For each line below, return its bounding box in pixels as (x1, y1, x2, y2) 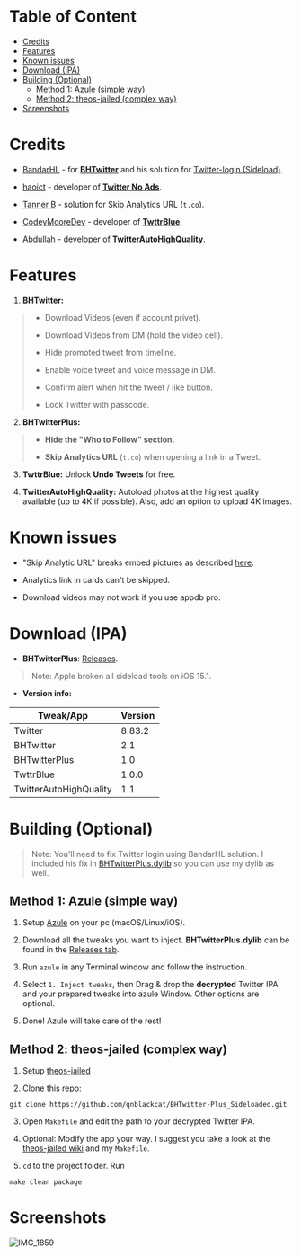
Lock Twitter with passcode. (44, 399, 150, 410)
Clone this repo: (22, 1083, 82, 1093)
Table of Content (9, 6, 137, 27)
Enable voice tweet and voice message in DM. (44, 364, 216, 375)
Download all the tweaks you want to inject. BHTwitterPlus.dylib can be (22, 934, 290, 945)
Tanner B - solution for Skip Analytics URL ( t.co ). (22, 199, 205, 209)
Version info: (22, 687, 72, 698)
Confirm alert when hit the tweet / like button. (44, 382, 214, 393)
